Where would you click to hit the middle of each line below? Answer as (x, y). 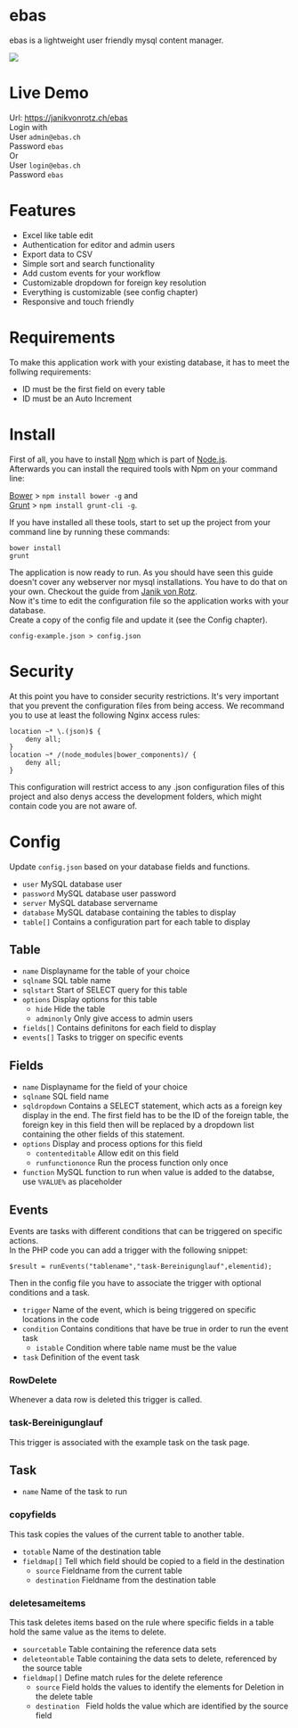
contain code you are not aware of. (73, 806)
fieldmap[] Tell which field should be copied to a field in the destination (153, 1560)
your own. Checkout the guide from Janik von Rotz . (104, 591)
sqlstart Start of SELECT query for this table (105, 990)
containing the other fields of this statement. (103, 1134)
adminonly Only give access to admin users (114, 1018)
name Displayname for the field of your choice (105, 1087)
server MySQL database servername (90, 902)
